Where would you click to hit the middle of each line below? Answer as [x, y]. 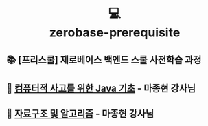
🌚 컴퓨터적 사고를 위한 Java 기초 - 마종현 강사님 [101, 88]
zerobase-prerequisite [115, 33]
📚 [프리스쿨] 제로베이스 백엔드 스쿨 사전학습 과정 [104, 60]
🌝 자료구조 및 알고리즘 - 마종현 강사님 [80, 114]
